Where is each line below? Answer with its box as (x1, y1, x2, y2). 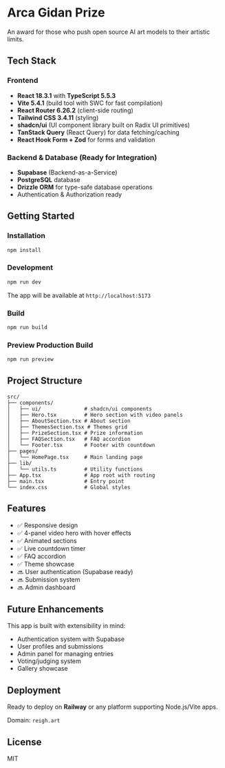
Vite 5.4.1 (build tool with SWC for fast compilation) (17, 99, 163, 107)
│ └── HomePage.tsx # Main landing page (7, 453, 143, 460)
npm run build (7, 324, 48, 331)
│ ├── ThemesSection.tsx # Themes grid (7, 423, 128, 431)
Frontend (7, 76, 39, 86)
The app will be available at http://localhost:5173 (7, 291, 151, 299)
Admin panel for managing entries (17, 650, 114, 658)
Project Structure (7, 375, 83, 387)
